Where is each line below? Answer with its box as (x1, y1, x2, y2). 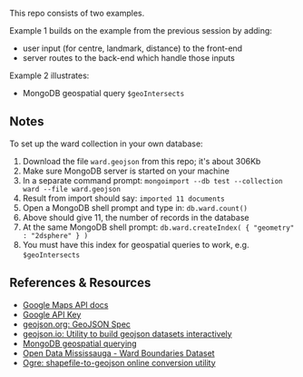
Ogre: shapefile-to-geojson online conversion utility (22, 357, 216, 368)
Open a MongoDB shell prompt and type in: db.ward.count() (22, 202, 248, 213)
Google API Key (22, 309, 82, 320)
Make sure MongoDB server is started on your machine (22, 165, 230, 176)
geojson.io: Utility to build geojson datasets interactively (22, 328, 233, 339)
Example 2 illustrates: (9, 70, 90, 81)
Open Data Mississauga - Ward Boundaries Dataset (22, 347, 215, 358)
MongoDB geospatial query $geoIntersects (22, 88, 185, 98)
